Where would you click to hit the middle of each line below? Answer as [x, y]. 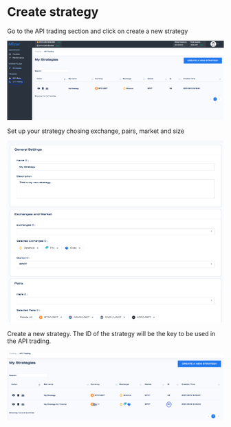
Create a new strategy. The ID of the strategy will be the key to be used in [111, 334]
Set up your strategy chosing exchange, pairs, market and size [96, 131]
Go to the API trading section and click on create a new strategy [98, 31]
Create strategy [53, 12]
